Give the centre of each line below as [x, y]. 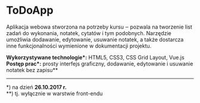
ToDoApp [30, 10]
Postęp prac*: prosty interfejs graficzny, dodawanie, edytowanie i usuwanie [100, 64]
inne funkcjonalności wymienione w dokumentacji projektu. [79, 46]
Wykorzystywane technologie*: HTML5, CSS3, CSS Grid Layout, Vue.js [95, 57]
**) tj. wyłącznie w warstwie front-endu [54, 93]
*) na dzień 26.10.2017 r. [37, 87]
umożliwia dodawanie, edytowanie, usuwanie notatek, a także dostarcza [95, 39]
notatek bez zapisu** [32, 70]
